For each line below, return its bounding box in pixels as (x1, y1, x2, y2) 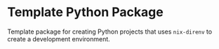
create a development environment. (7, 34, 110, 43)
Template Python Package (7, 4, 164, 20)
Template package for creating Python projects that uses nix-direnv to (7, 27, 213, 36)
